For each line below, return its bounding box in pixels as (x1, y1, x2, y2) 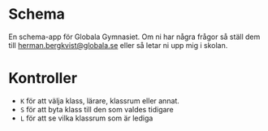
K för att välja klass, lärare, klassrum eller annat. (19, 95, 180, 106)
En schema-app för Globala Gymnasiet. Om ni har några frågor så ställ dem (8, 32, 261, 41)
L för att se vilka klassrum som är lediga (19, 113, 153, 123)
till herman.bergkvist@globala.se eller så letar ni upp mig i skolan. (8, 40, 228, 50)
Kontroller (8, 69, 78, 88)
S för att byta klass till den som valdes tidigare (19, 104, 175, 114)
